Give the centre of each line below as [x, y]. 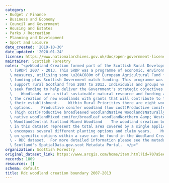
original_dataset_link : [30, 154]
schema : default [22, 168]
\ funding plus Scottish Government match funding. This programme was [87, 80]
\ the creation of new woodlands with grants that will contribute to [85, 98]
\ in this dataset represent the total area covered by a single [80, 126]
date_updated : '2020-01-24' [35, 52]
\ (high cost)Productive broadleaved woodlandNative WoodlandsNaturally [88, 113]
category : [16, 10]
